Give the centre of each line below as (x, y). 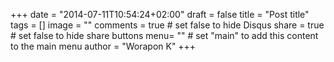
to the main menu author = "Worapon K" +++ (103, 46)
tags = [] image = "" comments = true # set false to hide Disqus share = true (167, 25)
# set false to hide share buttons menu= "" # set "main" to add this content (164, 35)
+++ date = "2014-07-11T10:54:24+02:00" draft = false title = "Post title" (160, 14)
